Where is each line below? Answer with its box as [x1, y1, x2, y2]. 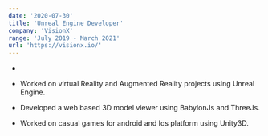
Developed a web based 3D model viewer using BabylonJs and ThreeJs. [19, 103, 261, 113]
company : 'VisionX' [8, 26, 74, 34]
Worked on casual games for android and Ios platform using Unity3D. [19, 118, 249, 128]
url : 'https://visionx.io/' [8, 42, 103, 50]
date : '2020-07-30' [8, 11, 74, 20]
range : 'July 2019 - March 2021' [8, 34, 120, 42]
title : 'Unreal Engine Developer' [8, 19, 124, 27]
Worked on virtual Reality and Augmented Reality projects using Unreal [19, 79, 255, 89]
